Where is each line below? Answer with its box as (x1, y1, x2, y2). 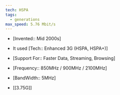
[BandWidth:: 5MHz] (12, 75, 56, 81)
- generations (10, 17, 40, 22)
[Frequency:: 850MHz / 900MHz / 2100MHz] (12, 65, 107, 71)
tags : (5, 12, 17, 17)
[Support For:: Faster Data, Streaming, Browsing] (12, 55, 116, 61)
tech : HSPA (5, 7, 29, 13)
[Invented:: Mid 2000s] (12, 36, 61, 42)
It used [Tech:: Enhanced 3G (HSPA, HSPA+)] (12, 45, 108, 51)
